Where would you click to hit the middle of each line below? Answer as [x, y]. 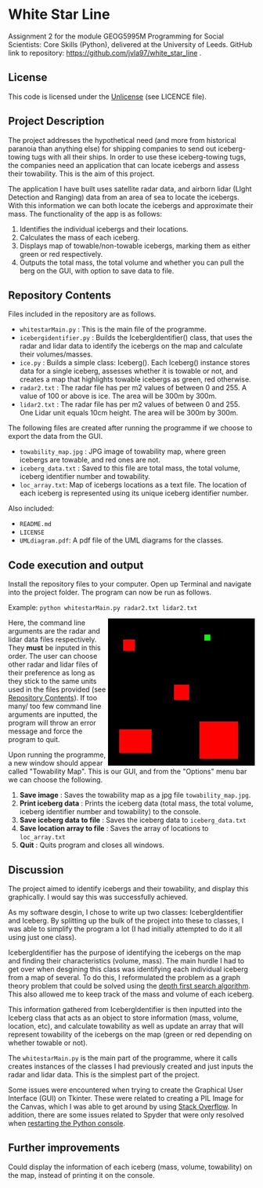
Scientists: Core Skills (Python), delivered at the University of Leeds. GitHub [130, 44]
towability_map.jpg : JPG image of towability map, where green [122, 451]
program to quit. [34, 740]
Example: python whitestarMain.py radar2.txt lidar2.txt [103, 608]
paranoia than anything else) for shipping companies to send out [112, 148]
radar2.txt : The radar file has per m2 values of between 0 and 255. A [133, 388]
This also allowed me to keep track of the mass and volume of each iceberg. [131, 994]
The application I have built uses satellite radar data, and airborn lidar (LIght [130, 188]
